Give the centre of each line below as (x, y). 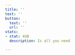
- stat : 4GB (17, 37)
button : (13, 18)
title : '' (15, 9)
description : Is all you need (40, 41)
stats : (12, 32)
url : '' (17, 27)
